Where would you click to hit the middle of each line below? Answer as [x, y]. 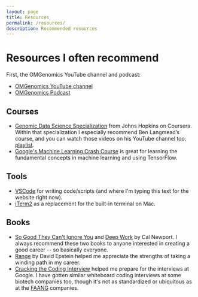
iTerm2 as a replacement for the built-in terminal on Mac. [85, 204]
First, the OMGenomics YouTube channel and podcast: [74, 75]
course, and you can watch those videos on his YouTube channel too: [100, 139]
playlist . [25, 145]
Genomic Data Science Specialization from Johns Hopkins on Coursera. [103, 126]
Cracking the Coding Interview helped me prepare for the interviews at [102, 269]
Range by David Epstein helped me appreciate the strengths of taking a [103, 256]
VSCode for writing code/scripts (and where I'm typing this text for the [102, 191]
